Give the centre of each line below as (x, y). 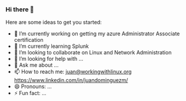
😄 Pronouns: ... (33, 87)
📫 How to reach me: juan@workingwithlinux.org (73, 72)
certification (29, 40)
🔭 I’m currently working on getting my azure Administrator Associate (97, 34)
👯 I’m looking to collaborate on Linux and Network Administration (93, 53)
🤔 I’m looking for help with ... (49, 59)
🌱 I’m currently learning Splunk (51, 46)
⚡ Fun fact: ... (30, 93)
